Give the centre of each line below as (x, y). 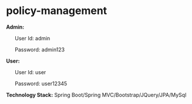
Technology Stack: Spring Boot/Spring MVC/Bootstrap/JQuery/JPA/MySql (96, 95)
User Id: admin (32, 38)
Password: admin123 (40, 49)
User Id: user (30, 72)
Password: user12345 (41, 84)
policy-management (57, 11)
